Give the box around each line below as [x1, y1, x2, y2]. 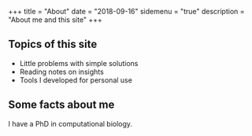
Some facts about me [8, 98, 115, 112]
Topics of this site [8, 38, 98, 51]
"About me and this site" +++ [8, 15, 102, 24]
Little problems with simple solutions [19, 58, 139, 68]
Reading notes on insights [19, 67, 104, 76]
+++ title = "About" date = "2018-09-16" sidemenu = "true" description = [8, 7, 245, 16]
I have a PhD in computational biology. [8, 119, 132, 128]
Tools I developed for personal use [19, 75, 132, 85]
